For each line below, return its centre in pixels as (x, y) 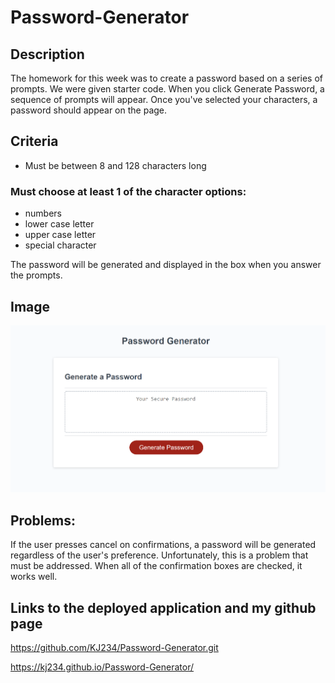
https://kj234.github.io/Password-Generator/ (102, 667)
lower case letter (59, 224)
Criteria (34, 141)
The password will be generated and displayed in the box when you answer (166, 265)
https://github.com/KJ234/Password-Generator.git (114, 648)
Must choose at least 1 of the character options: (128, 191)
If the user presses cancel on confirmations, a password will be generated (163, 545)
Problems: (43, 520)
